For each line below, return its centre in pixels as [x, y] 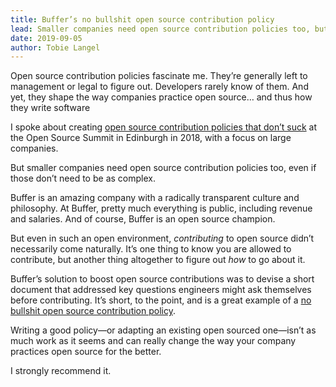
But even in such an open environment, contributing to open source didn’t [162, 238]
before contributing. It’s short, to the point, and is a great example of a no [161, 300]
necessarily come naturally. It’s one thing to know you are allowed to [151, 249]
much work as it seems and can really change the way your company [153, 341]
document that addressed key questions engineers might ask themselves [161, 290]
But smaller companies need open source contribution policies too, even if [163, 168]
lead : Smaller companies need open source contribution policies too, [160, 29]
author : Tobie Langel [55, 47]
